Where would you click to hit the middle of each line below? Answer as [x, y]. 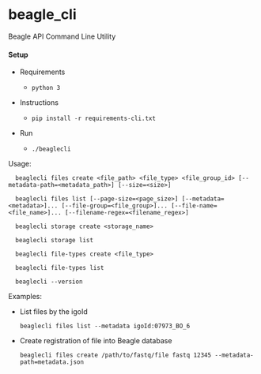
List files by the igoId [54, 312]
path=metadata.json [52, 362]
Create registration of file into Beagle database [96, 341]
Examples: [25, 297]
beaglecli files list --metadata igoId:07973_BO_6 [105, 326]
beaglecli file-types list [60, 268]
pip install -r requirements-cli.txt [94, 119]
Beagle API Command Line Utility [62, 36]
